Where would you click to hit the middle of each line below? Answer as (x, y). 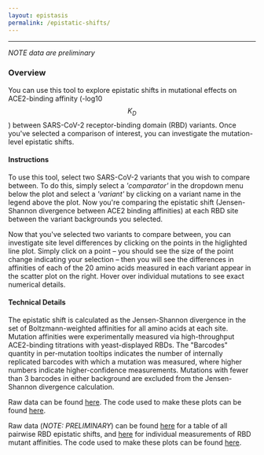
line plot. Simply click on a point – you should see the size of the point (121, 251)
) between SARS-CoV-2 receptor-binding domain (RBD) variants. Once (123, 125)
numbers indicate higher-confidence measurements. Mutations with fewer (128, 370)
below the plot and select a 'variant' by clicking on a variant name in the (125, 194)
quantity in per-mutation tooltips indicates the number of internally (115, 353)
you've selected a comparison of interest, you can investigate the (114, 133)
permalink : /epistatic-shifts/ (59, 23)
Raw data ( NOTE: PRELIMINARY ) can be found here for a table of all (118, 425)
